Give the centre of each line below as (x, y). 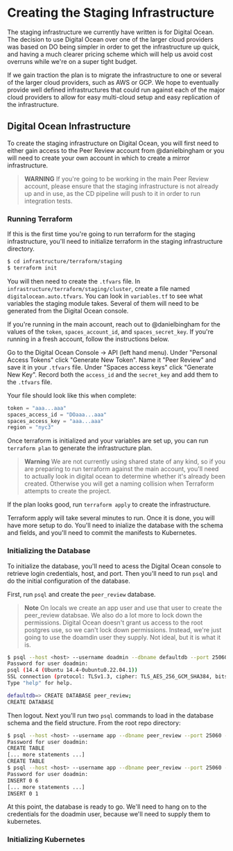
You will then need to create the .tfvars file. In (74, 281)
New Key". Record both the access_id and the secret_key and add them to (113, 374)
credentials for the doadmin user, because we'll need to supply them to (109, 814)
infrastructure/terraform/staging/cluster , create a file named (99, 288)
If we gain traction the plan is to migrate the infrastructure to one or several (114, 75)
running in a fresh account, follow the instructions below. (88, 339)
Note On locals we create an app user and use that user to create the (123, 608)
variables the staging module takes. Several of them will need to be (103, 303)
